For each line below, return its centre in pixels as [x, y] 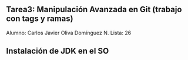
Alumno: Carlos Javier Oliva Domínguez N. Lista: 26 [69, 33]
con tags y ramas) [40, 19]
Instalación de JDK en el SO [58, 51]
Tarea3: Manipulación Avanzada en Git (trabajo [94, 10]
